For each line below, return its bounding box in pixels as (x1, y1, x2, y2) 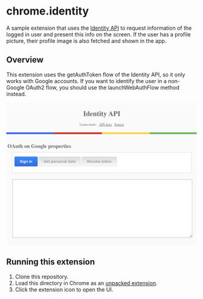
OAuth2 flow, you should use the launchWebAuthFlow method (25, 84, 180, 91)
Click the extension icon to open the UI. (14, 286, 114, 293)
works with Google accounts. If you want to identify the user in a (6, 77, 167, 84)
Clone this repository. (14, 273, 69, 280)
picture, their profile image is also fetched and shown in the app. (6, 37, 167, 44)
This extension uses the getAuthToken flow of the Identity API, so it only (6, 71, 185, 78)
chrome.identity (6, 4, 89, 18)
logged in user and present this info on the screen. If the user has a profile (6, 30, 192, 38)
